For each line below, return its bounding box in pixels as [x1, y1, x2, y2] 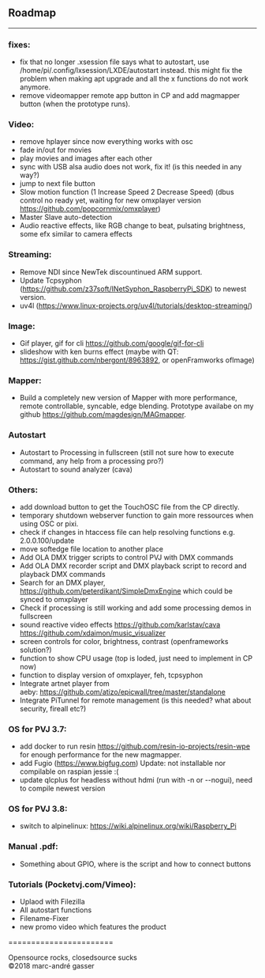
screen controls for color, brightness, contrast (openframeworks [19, 636, 229, 646]
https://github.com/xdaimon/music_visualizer [19, 628, 166, 638]
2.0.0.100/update [19, 536, 75, 545]
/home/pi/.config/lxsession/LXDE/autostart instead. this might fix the [19, 66, 243, 75]
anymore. [19, 82, 51, 92]
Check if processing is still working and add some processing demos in [19, 603, 252, 612]
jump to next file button [19, 179, 96, 188]
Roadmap [8, 6, 57, 20]
